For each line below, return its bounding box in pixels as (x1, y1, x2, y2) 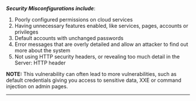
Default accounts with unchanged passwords (14, 35, 124, 41)
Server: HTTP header (14, 59, 66, 66)
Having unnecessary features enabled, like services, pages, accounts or (14, 23, 188, 29)
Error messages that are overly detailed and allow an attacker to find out (14, 41, 188, 48)
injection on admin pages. (6, 83, 68, 89)
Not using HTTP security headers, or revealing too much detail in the (14, 53, 180, 60)
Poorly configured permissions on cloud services (14, 16, 133, 23)
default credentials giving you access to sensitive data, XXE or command (6, 77, 182, 84)
